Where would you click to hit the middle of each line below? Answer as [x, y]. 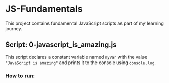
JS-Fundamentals [44, 9]
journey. [14, 28]
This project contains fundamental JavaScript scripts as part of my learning [85, 23]
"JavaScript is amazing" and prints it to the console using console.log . [80, 63]
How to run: [20, 76]
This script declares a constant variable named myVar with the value [76, 57]
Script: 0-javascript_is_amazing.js [61, 45]
